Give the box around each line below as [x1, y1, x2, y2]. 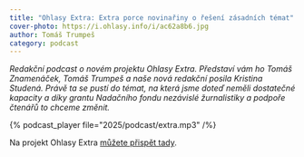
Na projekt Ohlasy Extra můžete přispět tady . [9, 137, 177, 148]
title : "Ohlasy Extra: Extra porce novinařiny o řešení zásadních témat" [9, 13, 295, 23]
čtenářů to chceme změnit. [9, 102, 111, 113]
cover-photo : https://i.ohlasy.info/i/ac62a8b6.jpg [9, 22, 209, 31]
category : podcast [9, 38, 79, 48]
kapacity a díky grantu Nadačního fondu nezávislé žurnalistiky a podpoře [9, 93, 286, 103]
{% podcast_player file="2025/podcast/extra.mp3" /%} [9, 120, 217, 131]
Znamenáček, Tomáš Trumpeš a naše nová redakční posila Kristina [9, 74, 263, 84]
